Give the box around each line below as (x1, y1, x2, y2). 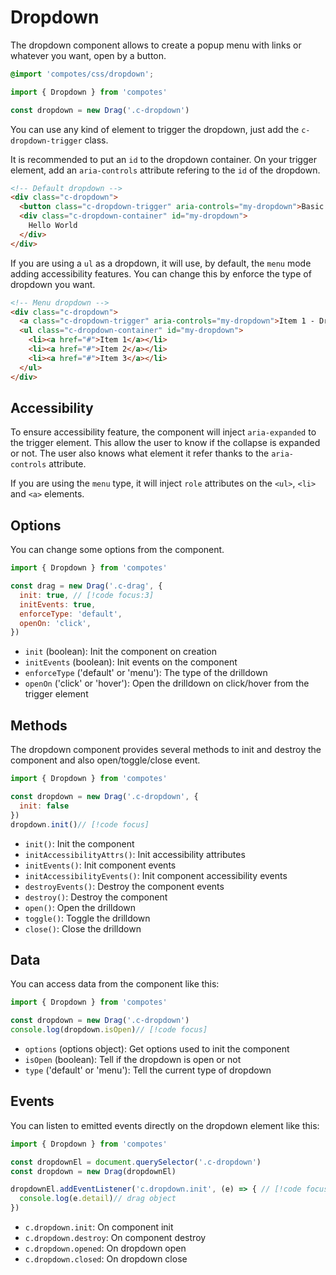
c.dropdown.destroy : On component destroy (24, 1232, 207, 1243)
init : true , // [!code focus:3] (19, 590, 155, 600)
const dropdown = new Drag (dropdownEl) (10, 1166, 177, 1176)
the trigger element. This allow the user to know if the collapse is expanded (10, 437, 321, 449)
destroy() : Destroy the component (24, 891, 168, 903)
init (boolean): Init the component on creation (24, 646, 217, 658)
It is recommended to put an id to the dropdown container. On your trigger (10, 153, 317, 165)
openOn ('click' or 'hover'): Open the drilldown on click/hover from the (24, 677, 310, 690)
